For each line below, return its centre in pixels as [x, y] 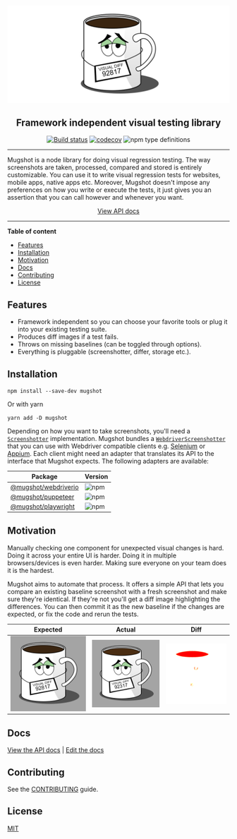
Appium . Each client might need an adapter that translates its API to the [111, 453]
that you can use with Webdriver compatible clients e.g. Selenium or [107, 446]
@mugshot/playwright [43, 507]
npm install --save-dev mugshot [55, 391]
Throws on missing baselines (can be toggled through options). [110, 344]
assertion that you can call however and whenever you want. [96, 198]
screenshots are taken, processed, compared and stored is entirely [105, 167]
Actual [126, 629]
